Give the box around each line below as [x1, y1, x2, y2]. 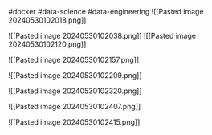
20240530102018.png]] [8, 15, 87, 25]
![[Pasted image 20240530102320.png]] [8, 86, 142, 96]
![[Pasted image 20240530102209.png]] [8, 71, 142, 80]
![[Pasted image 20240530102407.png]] [8, 102, 141, 111]
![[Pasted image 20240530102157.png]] [8, 55, 140, 64]
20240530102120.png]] [8, 39, 87, 49]
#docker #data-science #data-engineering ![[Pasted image [8, 7, 204, 16]
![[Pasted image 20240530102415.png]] [8, 117, 141, 127]
